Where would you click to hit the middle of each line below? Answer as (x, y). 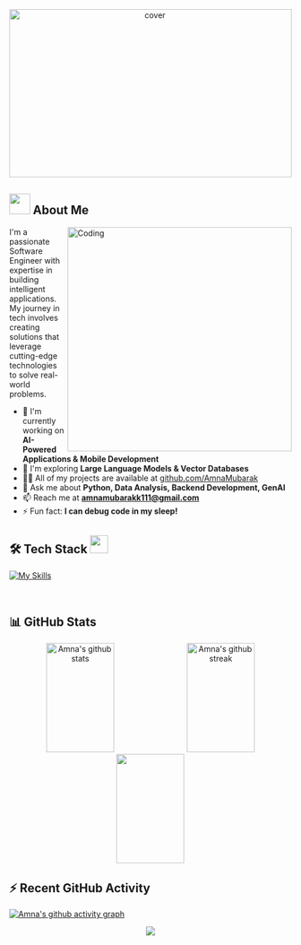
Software (26, 251)
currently (39, 420)
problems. (28, 394)
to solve (24, 375)
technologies (33, 365)
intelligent (28, 289)
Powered (39, 449)
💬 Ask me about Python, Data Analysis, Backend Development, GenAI (154, 487)
